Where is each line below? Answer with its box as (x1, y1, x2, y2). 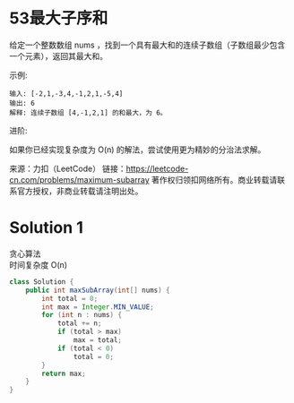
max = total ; (73, 336, 123, 345)
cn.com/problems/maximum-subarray (9, 174, 150, 184)
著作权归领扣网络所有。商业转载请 (151, 174, 278, 184)
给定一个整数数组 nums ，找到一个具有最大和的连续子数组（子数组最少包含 (9, 39, 286, 50)
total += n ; (56, 319, 102, 328)
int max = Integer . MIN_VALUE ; (41, 302, 154, 312)
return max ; (41, 369, 87, 378)
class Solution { (9, 277, 74, 287)
